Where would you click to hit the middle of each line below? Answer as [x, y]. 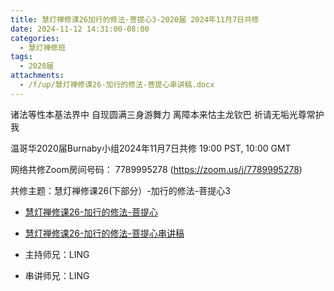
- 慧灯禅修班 [43, 47]
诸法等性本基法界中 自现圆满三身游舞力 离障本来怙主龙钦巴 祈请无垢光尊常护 [167, 114]
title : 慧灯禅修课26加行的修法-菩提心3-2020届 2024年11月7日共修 [135, 19]
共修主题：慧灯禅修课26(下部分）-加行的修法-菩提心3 [120, 190]
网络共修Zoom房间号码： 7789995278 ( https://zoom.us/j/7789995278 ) [156, 169]
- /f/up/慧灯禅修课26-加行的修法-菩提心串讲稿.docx [117, 85]
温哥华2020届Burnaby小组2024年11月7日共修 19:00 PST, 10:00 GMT [151, 148]
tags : [21, 57]
